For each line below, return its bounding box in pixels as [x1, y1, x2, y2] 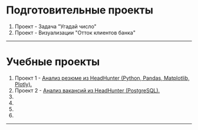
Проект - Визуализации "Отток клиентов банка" [14, 29, 136, 36]
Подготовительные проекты [6, 4, 154, 17]
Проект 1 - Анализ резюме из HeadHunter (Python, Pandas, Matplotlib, [14, 74, 190, 81]
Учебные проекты [6, 55, 100, 69]
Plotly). [14, 80, 32, 88]
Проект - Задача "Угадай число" [14, 23, 97, 30]
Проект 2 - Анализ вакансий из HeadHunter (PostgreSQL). [14, 87, 160, 94]
